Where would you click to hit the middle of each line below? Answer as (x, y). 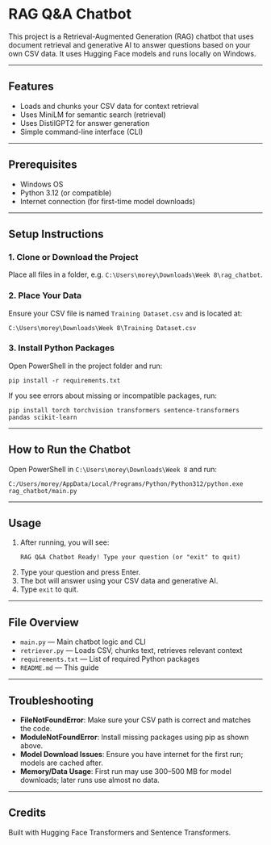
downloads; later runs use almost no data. (90, 780)
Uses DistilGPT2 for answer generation (85, 123)
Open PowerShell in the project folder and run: (85, 366)
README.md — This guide (59, 667)
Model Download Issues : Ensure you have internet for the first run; (131, 755)
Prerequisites (43, 165)
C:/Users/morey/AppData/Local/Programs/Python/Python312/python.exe (126, 484)
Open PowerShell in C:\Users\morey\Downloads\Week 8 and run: (113, 469)
